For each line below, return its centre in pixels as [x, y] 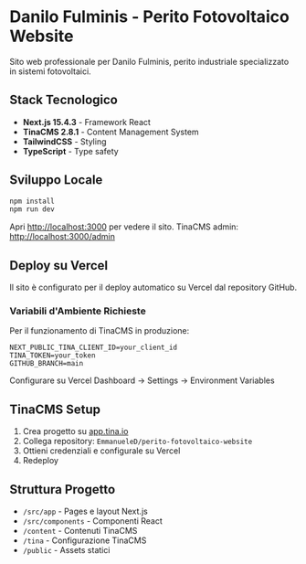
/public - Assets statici [66, 550]
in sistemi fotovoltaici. [50, 71]
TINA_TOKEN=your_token [53, 356]
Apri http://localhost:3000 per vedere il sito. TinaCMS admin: [124, 227]
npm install [32, 201]
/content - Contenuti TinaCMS [80, 531]
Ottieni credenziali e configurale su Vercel [101, 451]
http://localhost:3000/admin [63, 237]
